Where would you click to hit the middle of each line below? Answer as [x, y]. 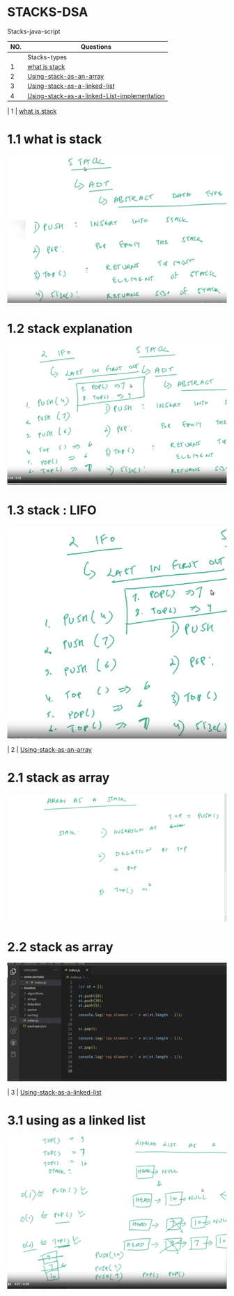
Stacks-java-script [34, 31]
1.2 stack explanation [70, 329]
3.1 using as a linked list [77, 1121]
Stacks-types [47, 57]
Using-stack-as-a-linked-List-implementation [96, 95]
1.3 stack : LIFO [52, 510]
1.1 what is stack [55, 139]
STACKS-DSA [48, 12]
